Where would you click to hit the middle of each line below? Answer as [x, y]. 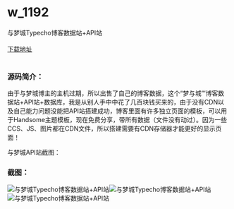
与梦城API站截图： [34, 153]
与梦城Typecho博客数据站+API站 [55, 32]
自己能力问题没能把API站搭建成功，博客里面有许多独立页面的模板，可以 [117, 111]
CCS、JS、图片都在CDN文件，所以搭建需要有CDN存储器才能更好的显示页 [115, 129]
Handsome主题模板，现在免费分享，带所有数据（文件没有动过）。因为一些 [120, 120]
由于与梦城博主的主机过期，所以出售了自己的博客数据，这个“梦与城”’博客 [113, 93]
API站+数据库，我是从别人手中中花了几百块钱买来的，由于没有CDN [121, 102]
